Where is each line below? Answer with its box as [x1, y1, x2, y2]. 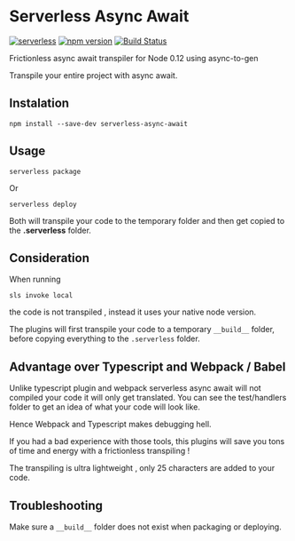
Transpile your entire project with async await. [9, 69, 178, 81]
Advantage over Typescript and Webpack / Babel [9, 359, 286, 374]
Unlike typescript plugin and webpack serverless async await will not [9, 383, 261, 394]
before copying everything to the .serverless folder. [9, 333, 201, 344]
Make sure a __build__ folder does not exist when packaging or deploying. [9, 521, 282, 532]
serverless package [9, 167, 82, 176]
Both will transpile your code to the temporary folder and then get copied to [9, 215, 285, 226]
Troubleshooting [9, 497, 104, 513]
